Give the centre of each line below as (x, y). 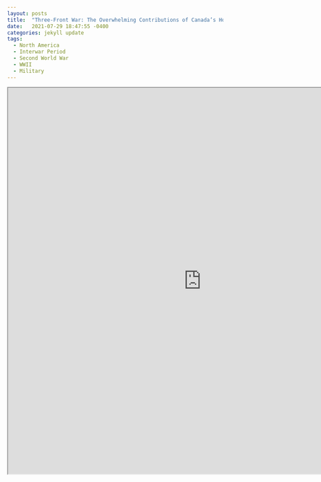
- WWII (23, 65)
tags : (15, 39)
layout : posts (27, 13)
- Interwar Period (40, 52)
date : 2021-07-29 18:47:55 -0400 (58, 26)
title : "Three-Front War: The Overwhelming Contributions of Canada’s (111, 20)
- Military (29, 71)
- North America (36, 45)
